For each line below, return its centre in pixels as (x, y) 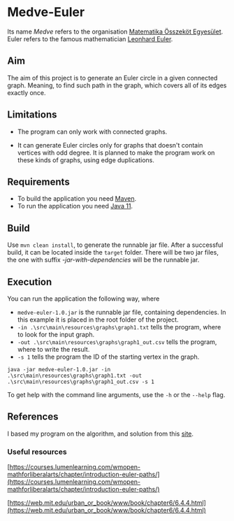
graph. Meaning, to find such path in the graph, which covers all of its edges (117, 85)
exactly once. (27, 92)
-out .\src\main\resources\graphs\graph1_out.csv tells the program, (117, 342)
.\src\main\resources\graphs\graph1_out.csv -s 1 (81, 382)
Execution (30, 281)
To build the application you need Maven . (77, 199)
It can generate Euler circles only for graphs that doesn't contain (110, 145)
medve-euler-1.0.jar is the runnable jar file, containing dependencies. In (122, 312)
